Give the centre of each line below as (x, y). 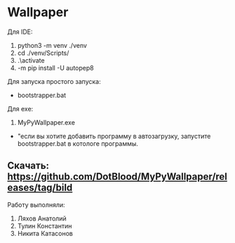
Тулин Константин (45, 225)
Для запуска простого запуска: (54, 81)
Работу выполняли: (36, 204)
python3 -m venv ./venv (52, 45)
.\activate (31, 60)
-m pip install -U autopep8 (55, 68)
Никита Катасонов (45, 233)
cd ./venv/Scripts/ (43, 53)
